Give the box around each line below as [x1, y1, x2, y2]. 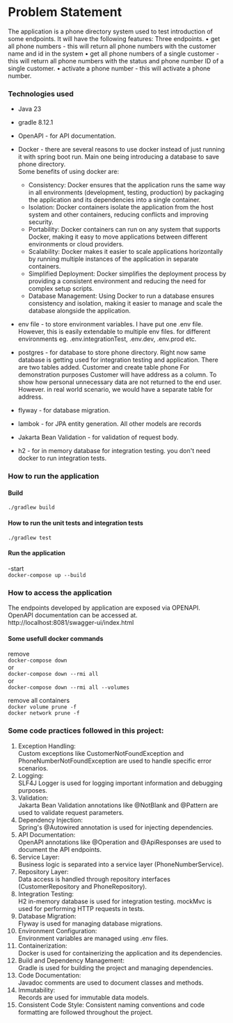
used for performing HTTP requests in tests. [17, 904, 145, 912]
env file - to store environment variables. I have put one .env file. [17, 320, 204, 328]
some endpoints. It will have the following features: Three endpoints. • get [8, 34, 220, 42]
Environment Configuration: [17, 926, 97, 935]
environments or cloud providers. [28, 240, 124, 248]
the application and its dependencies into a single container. [28, 196, 201, 204]
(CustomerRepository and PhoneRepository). [17, 882, 147, 891]
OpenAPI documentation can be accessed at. [8, 611, 138, 619]
